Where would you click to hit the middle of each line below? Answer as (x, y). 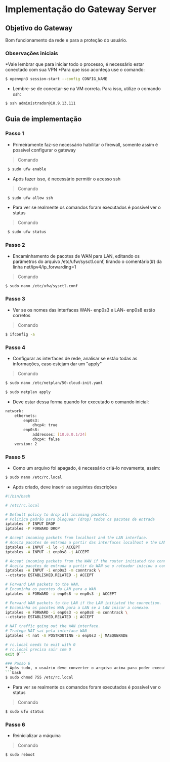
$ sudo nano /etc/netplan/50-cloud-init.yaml (54, 383)
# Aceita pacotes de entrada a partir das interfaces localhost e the (81, 543)
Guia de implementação (44, 119)
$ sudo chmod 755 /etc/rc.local (39, 677)
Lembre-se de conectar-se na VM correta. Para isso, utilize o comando (87, 89)
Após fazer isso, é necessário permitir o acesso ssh (67, 179)
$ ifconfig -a (20, 334)
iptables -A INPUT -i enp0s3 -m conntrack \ (53, 570)
